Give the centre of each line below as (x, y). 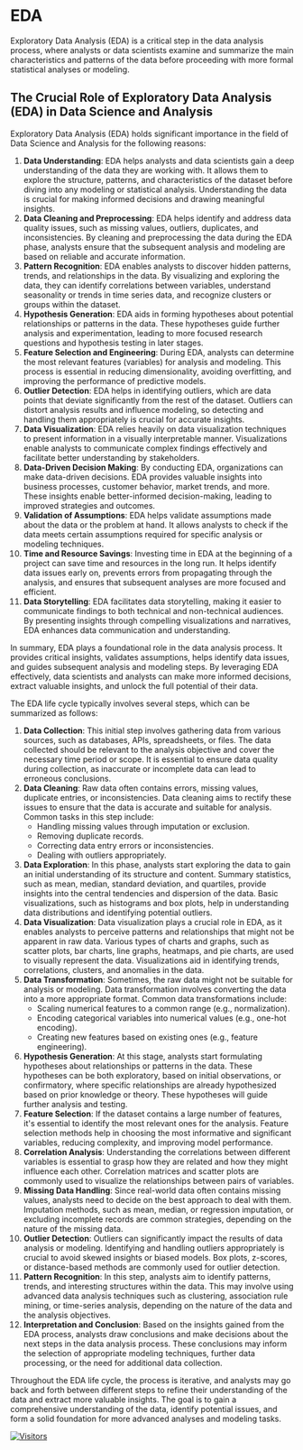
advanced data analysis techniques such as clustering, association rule (156, 1296)
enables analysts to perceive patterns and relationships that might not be (159, 931)
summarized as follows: (54, 712)
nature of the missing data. (73, 1228)
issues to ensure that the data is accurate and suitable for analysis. (147, 807)
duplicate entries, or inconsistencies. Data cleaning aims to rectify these (157, 797)
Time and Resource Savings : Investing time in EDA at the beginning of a (158, 553)
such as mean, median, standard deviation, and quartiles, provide (145, 884)
